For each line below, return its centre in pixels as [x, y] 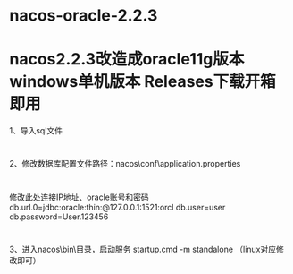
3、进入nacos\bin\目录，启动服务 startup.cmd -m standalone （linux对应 [143, 249]
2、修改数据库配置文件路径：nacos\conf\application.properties [125, 164]
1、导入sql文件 [36, 131]
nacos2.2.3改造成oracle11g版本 [127, 60]
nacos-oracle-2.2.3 [84, 16]
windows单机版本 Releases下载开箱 [142, 82]
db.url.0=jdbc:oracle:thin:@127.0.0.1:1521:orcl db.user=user [117, 207]
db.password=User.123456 [59, 217]
